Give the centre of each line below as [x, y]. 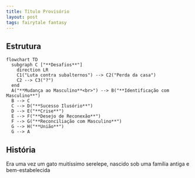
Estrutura [24, 46]
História [21, 150]
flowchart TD [22, 60]
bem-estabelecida [28, 170]
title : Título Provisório [38, 11]
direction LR [33, 70]
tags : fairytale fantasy [36, 22]
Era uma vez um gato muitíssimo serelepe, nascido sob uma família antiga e [98, 164]
